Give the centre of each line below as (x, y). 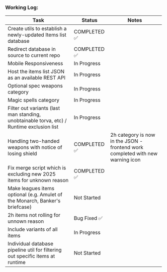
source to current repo (34, 55)
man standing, (24, 114)
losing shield (22, 154)
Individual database (31, 244)
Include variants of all (33, 229)
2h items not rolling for (34, 215)
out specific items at (31, 256)
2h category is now (133, 135)
